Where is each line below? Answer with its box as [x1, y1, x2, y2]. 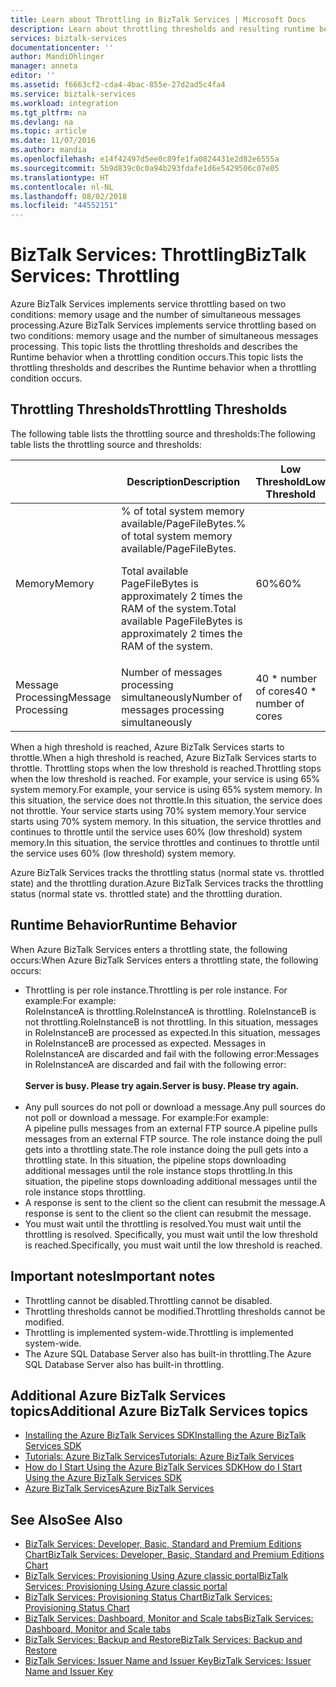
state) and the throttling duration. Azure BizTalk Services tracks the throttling [10, 877, 324, 889]
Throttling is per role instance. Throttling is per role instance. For [24, 984, 288, 996]
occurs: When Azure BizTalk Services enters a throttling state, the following [10, 954, 319, 966]
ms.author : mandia [10, 145, 87, 155]
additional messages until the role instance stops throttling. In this [24, 1164, 293, 1176]
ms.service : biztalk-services [10, 89, 137, 99]
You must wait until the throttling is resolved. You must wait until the [24, 1217, 302, 1230]
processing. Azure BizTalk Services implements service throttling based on [10, 319, 317, 331]
